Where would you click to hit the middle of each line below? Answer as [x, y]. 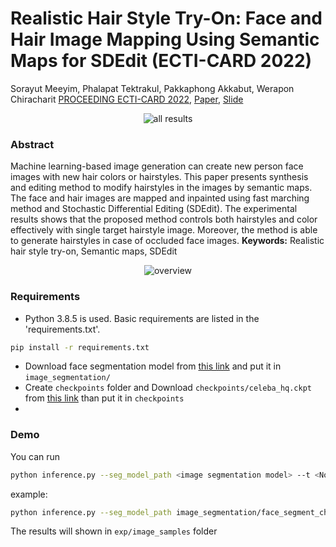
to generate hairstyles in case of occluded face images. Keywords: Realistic [167, 241]
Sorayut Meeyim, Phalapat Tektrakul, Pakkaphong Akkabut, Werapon [152, 88]
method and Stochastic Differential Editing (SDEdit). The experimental [154, 209]
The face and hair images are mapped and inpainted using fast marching [160, 198]
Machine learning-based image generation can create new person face [157, 166]
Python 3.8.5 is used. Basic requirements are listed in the [142, 318]
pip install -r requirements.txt [80, 347]
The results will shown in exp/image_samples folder [114, 531]
